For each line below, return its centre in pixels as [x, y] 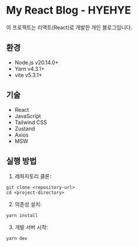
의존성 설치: [28, 204]
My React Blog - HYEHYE [69, 10]
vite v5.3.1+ [28, 75]
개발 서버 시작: [31, 227]
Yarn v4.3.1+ [30, 69]
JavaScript [28, 116]
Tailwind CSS [31, 122]
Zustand [25, 128]
